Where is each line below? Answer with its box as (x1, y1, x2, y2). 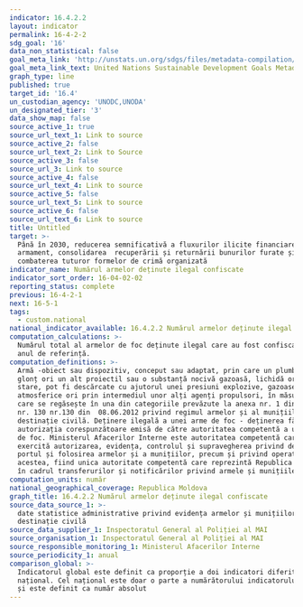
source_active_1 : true (9, 123, 95, 132)
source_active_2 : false (9, 139, 99, 148)
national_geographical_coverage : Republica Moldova (9, 483, 207, 492)
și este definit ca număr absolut (17, 584, 147, 593)
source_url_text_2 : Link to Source (9, 147, 143, 156)
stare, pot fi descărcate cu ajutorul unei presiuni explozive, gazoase (17, 383, 297, 392)
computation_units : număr (9, 475, 106, 484)
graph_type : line (9, 72, 75, 81)
